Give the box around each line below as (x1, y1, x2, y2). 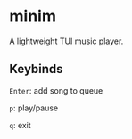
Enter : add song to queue (9, 85, 103, 95)
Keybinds (9, 61, 64, 77)
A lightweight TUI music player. (9, 36, 124, 46)
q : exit (9, 119, 31, 130)
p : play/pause (9, 102, 59, 113)
